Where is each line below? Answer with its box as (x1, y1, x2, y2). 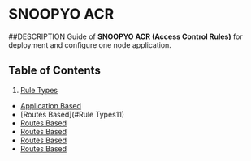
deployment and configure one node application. (8, 40, 172, 49)
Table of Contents (8, 64, 102, 78)
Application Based (19, 100, 82, 110)
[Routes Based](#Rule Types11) (19, 109, 124, 119)
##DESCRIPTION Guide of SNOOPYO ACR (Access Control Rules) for (8, 32, 244, 41)
